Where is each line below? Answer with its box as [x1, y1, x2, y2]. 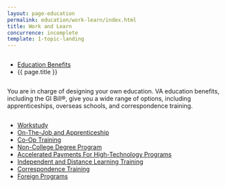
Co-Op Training [16, 135, 62, 144]
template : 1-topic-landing [7, 36, 84, 43]
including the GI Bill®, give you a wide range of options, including [7, 94, 191, 103]
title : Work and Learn [7, 23, 72, 30]
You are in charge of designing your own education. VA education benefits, [7, 87, 220, 96]
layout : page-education [7, 10, 76, 17]
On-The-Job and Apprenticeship [16, 129, 110, 137]
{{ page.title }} [16, 68, 58, 76]
